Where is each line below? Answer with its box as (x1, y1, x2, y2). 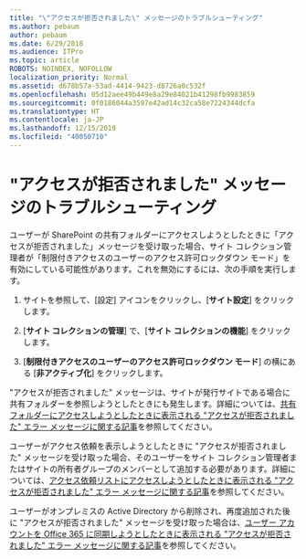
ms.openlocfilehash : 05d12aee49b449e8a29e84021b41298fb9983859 (9, 90, 256, 99)
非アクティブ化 (36, 367, 92, 378)
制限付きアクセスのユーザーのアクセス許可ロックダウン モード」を (40, 252, 290, 263)
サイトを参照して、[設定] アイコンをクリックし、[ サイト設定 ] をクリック (22, 294, 295, 305)
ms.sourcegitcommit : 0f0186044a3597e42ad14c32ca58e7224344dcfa (9, 98, 256, 108)
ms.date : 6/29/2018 (9, 38, 84, 48)
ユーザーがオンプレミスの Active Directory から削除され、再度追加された (9, 505, 283, 516)
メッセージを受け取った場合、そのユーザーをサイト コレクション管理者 (23, 451, 290, 462)
